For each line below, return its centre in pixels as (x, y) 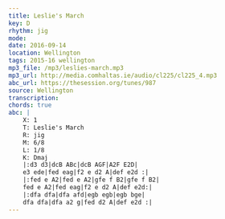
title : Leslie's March (46, 16)
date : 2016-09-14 (37, 46)
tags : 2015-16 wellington (51, 61)
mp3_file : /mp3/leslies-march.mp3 (66, 68)
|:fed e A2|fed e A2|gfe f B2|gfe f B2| (91, 180)
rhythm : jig (28, 30)
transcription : (34, 98)
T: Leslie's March (53, 128)
